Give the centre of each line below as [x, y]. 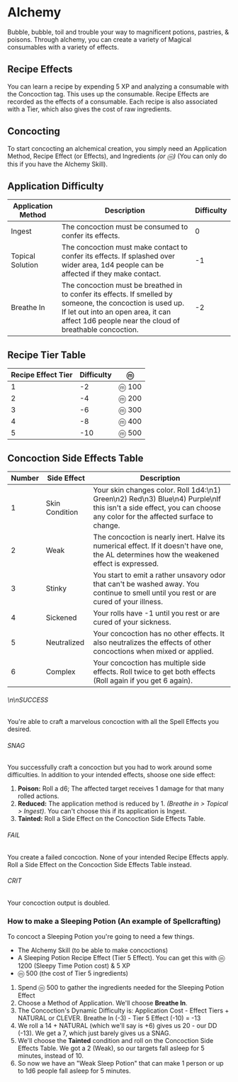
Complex [61, 672]
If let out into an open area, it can [116, 312]
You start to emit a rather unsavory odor [159, 575]
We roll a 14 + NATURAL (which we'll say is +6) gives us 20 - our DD [117, 1026]
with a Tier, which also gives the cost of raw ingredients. [90, 109]
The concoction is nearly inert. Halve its [159, 537]
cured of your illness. [128, 602]
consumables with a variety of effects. [63, 47]
